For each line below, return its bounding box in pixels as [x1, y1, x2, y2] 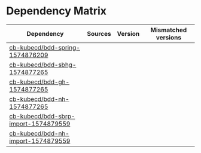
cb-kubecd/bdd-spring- [9, 43, 81, 51]
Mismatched [150, 26, 187, 34]
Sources [86, 29, 112, 38]
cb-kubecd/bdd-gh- [9, 78, 70, 86]
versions [156, 33, 181, 41]
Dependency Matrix [6, 4, 106, 18]
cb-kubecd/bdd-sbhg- [9, 60, 77, 69]
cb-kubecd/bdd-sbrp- [9, 112, 75, 120]
